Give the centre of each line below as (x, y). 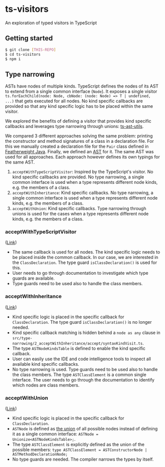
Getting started (29, 38)
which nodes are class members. (46, 385)
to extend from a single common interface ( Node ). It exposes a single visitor (81, 91)
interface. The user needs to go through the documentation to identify (83, 380)
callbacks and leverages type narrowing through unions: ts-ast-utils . (74, 127)
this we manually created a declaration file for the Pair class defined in (77, 146)
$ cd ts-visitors (23, 54)
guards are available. (33, 278)
